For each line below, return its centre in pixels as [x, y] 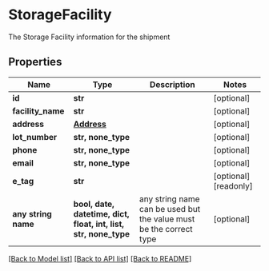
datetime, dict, [101, 213]
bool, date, [94, 204]
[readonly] [233, 185]
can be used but [170, 209]
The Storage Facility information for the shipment [89, 37]
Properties [35, 62]
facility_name [38, 111]
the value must [167, 219]
